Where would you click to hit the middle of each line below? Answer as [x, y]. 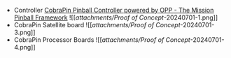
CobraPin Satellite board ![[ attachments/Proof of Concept [97, 25]
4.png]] [25, 47]
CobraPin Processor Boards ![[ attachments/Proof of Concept [102, 40]
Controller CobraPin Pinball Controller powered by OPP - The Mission [114, 10]
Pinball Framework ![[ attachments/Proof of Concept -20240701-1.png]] [116, 17]
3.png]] [24, 32]
